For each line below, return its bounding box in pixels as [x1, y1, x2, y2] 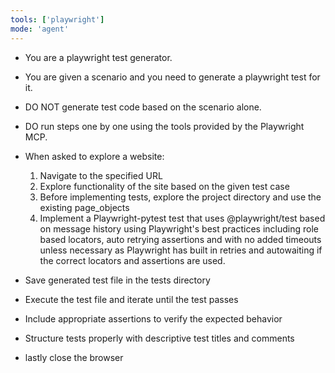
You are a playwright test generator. [24, 51, 173, 63]
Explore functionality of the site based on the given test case [39, 180, 290, 192]
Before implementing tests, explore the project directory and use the [39, 191, 322, 203]
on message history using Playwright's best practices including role [39, 222, 319, 235]
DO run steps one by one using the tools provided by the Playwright [24, 120, 305, 132]
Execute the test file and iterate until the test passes [24, 293, 239, 305]
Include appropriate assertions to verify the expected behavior [24, 312, 283, 325]
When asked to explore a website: [24, 150, 165, 162]
